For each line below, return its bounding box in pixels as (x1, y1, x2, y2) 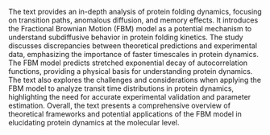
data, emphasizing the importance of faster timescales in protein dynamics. (8, 50, 260, 59)
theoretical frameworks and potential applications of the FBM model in (8, 109, 242, 119)
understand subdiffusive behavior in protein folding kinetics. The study (8, 32, 243, 42)
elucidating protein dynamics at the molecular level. (8, 118, 180, 127)
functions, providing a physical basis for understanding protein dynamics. (8, 67, 253, 76)
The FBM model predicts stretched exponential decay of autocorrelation (8, 58, 248, 67)
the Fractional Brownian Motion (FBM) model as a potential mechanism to (8, 24, 252, 33)
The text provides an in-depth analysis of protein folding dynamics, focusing (8, 7, 262, 16)
